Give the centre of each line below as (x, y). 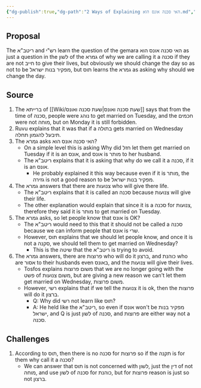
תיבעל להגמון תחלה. (38, 135)
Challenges (28, 339)
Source (20, 95)
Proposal (23, 36)
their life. (35, 199)
